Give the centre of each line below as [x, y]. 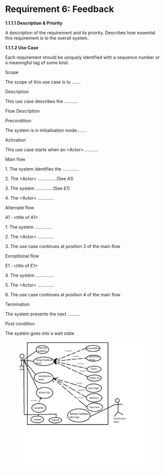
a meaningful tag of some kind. [37, 62]
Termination [17, 304]
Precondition [18, 120]
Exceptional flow [22, 256]
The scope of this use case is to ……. [43, 82]
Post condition [20, 323]
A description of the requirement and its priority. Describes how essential [80, 32]
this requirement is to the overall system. [47, 38]
